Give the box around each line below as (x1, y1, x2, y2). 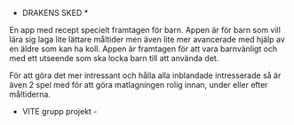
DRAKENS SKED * (21, 8, 89, 18)
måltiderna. (9, 89, 52, 99)
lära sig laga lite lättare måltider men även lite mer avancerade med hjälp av (9, 35, 286, 44)
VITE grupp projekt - (21, 106, 98, 116)
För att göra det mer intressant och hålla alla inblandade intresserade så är (9, 70, 282, 81)
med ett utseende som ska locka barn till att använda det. (9, 53, 219, 63)
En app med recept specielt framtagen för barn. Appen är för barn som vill (9, 25, 282, 35)
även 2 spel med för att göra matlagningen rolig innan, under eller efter (9, 80, 268, 90)
